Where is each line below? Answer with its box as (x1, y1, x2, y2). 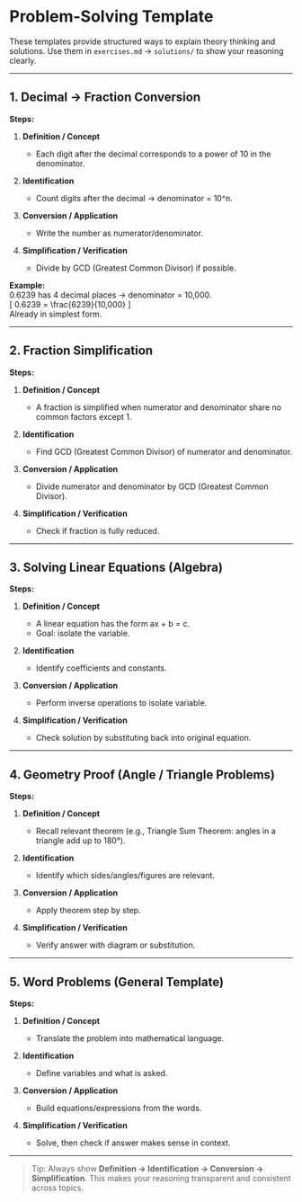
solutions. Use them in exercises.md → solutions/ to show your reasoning (9, 45, 284, 56)
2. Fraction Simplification (9, 343, 154, 359)
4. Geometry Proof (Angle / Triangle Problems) (9, 767, 276, 782)
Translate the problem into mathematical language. (35, 1033, 225, 1044)
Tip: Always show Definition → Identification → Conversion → (31, 1163, 264, 1174)
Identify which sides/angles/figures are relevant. (35, 870, 216, 881)
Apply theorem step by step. (35, 905, 141, 916)
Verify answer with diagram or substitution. (35, 939, 196, 950)
